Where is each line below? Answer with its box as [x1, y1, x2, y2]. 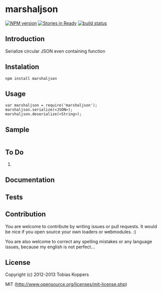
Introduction [5, 35, 45, 43]
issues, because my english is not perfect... [5, 244, 95, 250]
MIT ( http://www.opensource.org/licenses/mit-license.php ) [5, 281, 127, 287]
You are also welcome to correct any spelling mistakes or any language [5, 238, 152, 244]
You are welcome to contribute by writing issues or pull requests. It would [5, 223, 157, 229]
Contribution [5, 210, 46, 219]
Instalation [5, 63, 39, 71]
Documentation [5, 176, 55, 184]
